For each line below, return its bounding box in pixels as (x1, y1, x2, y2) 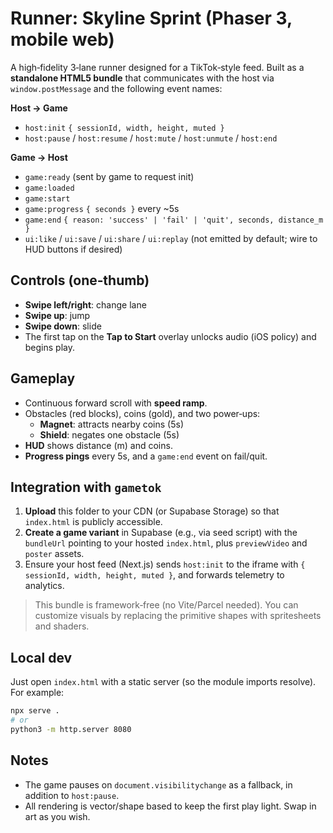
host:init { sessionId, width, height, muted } (24, 123, 225, 133)
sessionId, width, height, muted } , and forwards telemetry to (24, 569, 285, 581)
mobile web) (10, 28, 115, 51)
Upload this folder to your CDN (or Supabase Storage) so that (24, 505, 280, 517)
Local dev (10, 649, 73, 666)
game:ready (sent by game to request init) (24, 170, 195, 182)
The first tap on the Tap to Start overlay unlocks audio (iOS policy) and (24, 330, 317, 342)
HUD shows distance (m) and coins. (24, 439, 173, 451)
